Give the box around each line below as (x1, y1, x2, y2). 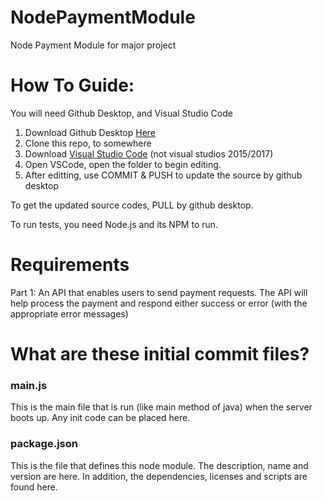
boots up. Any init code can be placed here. (10, 412, 191, 424)
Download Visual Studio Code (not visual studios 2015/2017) (24, 147, 274, 160)
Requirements (10, 254, 130, 276)
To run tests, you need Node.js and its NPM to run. (10, 218, 219, 230)
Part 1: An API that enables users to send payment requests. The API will (10, 286, 308, 298)
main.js (10, 378, 48, 392)
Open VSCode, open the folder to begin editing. (24, 158, 222, 170)
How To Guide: (10, 74, 135, 97)
